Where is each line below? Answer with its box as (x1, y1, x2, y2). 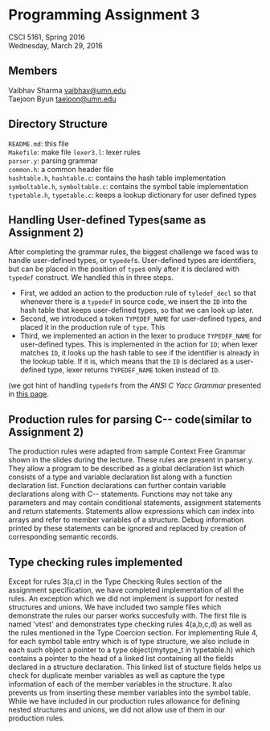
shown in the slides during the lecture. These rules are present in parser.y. (8, 455, 255, 465)
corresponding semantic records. (8, 532, 119, 542)
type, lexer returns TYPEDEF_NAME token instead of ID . (47, 365, 221, 375)
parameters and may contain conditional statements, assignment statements (8, 498, 262, 507)
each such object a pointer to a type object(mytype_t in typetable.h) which (8, 645, 256, 655)
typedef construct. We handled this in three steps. (8, 273, 174, 282)
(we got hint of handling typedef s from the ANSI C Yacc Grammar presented (8, 380, 261, 391)
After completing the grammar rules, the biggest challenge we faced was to (8, 247, 259, 257)
